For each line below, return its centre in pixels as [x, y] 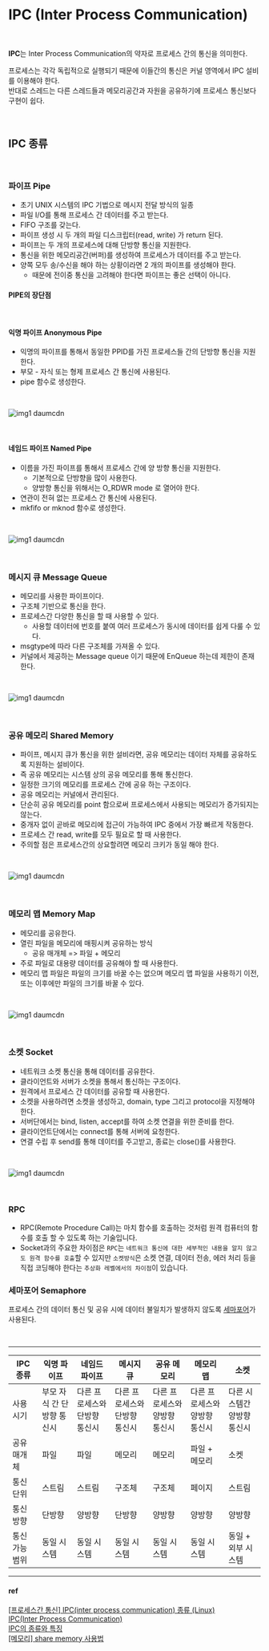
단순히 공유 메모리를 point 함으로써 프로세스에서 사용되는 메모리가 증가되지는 [139, 805]
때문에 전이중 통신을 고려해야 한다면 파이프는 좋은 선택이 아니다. [131, 275]
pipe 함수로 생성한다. [53, 381]
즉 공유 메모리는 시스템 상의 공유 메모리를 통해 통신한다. [106, 774]
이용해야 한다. [38, 80]
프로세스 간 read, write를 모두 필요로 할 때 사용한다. [100, 834]
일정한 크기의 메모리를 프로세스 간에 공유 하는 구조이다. [105, 785]
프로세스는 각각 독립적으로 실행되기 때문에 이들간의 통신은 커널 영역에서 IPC [126, 71]
